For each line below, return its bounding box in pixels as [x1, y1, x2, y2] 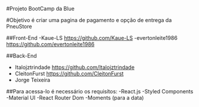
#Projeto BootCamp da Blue [6, 5, 75, 12]
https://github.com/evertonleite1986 [6, 41, 94, 48]
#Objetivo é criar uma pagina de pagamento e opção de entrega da [6, 17, 172, 23]
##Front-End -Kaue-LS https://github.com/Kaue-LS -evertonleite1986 [6, 34, 178, 41]
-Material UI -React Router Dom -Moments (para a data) [6, 95, 145, 101]
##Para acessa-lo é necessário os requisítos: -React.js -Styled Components [6, 88, 194, 95]
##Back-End [6, 52, 37, 59]
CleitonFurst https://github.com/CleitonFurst [14, 70, 124, 77]
